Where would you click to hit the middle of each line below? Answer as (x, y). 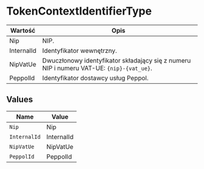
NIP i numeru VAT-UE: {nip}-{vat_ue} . (97, 68)
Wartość (23, 30)
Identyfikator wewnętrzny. (80, 50)
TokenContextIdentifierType (79, 11)
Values (20, 99)
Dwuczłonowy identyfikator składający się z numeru (117, 60)
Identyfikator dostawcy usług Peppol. (95, 78)
